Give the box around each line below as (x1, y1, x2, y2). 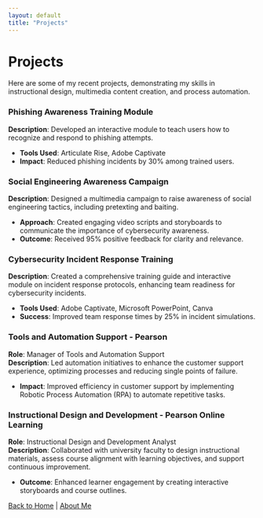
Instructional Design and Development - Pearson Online (8, 410, 225, 421)
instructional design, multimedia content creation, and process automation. (8, 87, 250, 97)
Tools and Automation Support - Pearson (8, 332, 168, 343)
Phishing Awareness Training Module (8, 107, 154, 118)
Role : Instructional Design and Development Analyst (8, 437, 177, 446)
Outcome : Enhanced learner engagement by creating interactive (19, 477, 229, 487)
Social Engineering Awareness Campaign (8, 176, 169, 187)
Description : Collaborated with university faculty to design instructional (8, 445, 240, 454)
